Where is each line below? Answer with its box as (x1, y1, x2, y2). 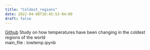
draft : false (5, 16, 32, 21)
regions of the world (5, 34, 46, 40)
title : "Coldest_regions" (5, 7, 57, 12)
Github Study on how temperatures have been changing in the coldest (5, 30, 146, 35)
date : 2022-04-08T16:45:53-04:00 (5, 12, 73, 17)
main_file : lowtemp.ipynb (5, 40, 56, 46)
